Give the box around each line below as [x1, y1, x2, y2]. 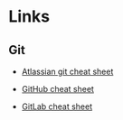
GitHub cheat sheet [21, 84, 94, 94]
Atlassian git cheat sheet [21, 66, 114, 77]
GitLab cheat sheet [21, 101, 93, 112]
